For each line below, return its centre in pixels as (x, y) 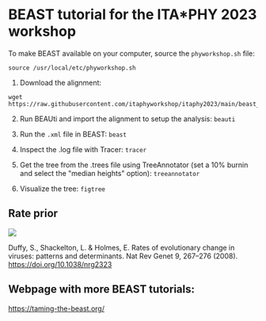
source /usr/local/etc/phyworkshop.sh (72, 68)
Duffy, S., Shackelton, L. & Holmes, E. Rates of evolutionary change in (122, 247)
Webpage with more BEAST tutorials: (102, 290)
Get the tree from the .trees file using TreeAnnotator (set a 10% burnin (134, 165)
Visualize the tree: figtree (62, 189)
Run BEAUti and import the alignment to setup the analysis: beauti (127, 118)
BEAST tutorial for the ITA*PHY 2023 (133, 15)
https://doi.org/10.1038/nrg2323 (60, 264)
